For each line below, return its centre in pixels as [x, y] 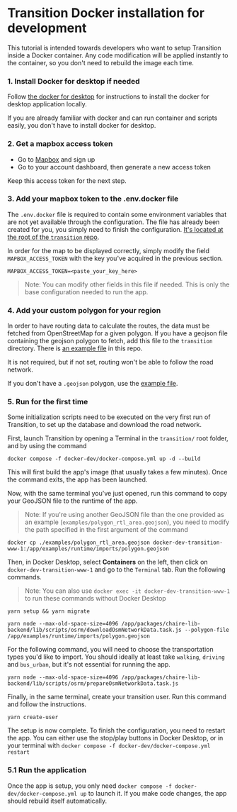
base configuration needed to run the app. [86, 291]
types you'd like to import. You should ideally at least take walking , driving [116, 657]
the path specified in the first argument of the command [106, 530]
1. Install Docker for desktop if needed [74, 81]
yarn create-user [33, 718]
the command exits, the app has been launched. [77, 479]
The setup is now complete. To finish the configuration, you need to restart [116, 730]
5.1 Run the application [47, 770]
